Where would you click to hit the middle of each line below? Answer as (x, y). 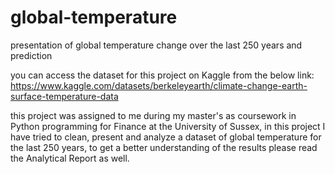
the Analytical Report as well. (70, 158)
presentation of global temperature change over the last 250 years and (156, 45)
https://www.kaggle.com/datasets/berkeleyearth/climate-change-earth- (159, 85)
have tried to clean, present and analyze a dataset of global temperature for (166, 137)
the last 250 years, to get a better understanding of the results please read (164, 147)
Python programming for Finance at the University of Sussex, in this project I (168, 126)
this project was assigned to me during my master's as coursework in (153, 115)
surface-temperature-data (64, 96)
